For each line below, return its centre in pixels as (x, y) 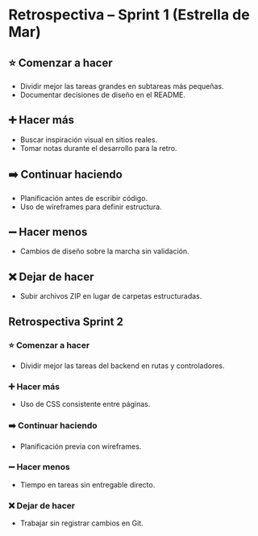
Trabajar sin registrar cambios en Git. (81, 523)
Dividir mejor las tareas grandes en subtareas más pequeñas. (122, 86)
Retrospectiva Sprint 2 (66, 322)
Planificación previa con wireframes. (81, 446)
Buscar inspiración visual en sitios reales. (89, 140)
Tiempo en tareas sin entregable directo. (87, 484)
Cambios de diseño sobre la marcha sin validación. (104, 251)
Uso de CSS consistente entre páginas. (85, 404)
